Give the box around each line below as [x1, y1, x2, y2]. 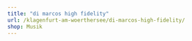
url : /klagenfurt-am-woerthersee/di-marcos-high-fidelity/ [7, 17, 186, 24]
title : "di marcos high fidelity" [7, 10, 110, 17]
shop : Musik [7, 23, 43, 30]
